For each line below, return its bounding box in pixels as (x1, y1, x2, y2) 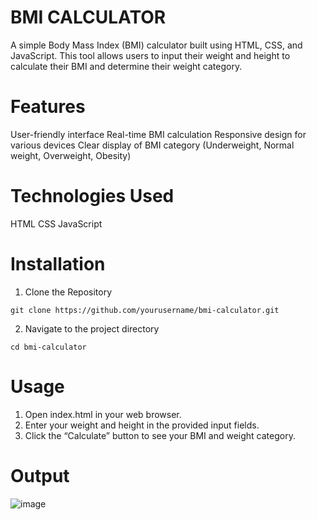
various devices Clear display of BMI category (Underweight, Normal (10, 139, 295, 151)
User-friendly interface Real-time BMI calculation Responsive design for (10, 128, 307, 140)
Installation (10, 253, 106, 275)
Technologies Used (10, 185, 175, 208)
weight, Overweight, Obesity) (10, 149, 132, 161)
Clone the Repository (24, 286, 113, 298)
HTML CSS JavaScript (10, 217, 103, 230)
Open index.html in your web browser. (24, 408, 182, 420)
